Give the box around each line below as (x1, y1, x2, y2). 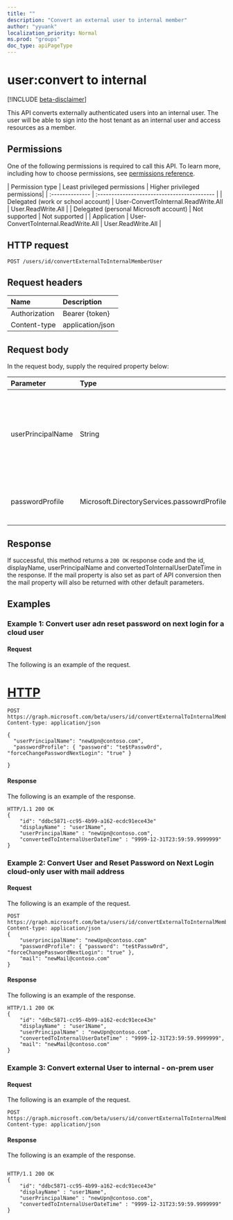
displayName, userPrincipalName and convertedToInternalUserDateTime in (7, 564, 222, 572)
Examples (7, 598, 51, 610)
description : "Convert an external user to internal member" (7, 17, 188, 24)
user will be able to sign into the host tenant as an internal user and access (7, 116, 221, 124)
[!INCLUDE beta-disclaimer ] (7, 95, 87, 103)
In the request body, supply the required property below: (7, 362, 169, 371)
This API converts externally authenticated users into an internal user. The (7, 108, 218, 116)
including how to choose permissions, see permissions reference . (7, 169, 196, 177)
